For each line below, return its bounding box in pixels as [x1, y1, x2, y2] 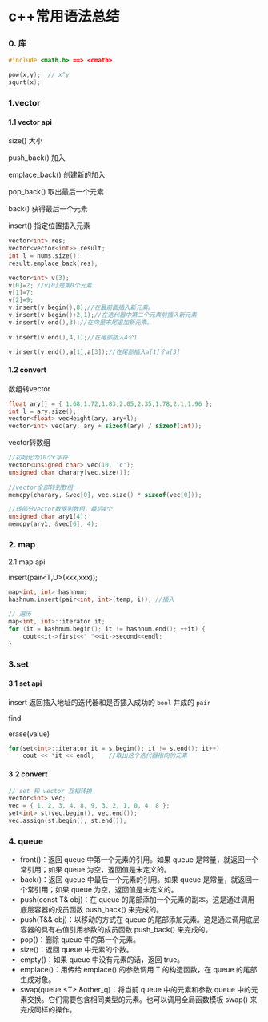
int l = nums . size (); [8, 251, 81, 260]
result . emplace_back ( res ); [8, 259, 98, 267]
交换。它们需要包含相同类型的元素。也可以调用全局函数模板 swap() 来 [26, 995, 258, 1004]
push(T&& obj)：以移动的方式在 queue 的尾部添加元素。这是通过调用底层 [19, 915, 260, 924]
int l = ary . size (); [8, 407, 78, 415]
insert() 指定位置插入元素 [8, 221, 90, 230]
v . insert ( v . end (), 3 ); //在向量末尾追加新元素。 [8, 318, 154, 327]
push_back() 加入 [8, 153, 66, 162]
